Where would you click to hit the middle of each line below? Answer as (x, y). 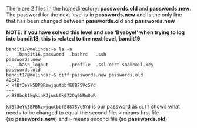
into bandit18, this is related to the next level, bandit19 (73, 38)
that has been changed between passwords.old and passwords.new (91, 21)
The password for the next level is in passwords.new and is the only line (94, 15)
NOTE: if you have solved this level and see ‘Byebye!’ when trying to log (96, 32)
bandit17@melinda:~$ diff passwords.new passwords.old (75, 75)
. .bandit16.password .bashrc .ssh (56, 55)
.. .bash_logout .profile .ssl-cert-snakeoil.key (80, 65)
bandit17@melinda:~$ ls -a (39, 49)
